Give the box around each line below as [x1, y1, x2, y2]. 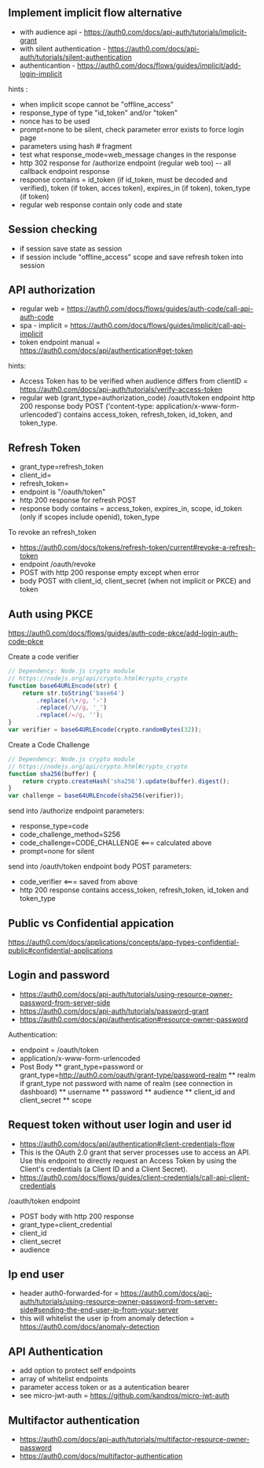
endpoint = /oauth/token [19, 1045, 99, 1055]
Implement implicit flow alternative [8, 6, 182, 20]
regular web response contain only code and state [19, 200, 183, 209]
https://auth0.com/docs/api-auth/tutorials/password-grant [19, 1006, 209, 1015]
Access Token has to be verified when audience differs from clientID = [19, 376, 248, 386]
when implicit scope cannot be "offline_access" [19, 99, 174, 109]
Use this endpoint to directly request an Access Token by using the [19, 1155, 237, 1165]
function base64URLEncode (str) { [8, 681, 118, 690]
